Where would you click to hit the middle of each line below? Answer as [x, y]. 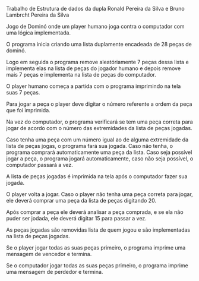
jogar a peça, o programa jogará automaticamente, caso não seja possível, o [100, 159]
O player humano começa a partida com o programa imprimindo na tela [94, 86]
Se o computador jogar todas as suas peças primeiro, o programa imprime [97, 266]
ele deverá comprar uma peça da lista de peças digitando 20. [81, 201]
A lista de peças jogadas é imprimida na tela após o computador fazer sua [97, 176]
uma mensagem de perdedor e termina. [55, 272]
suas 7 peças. [23, 92]
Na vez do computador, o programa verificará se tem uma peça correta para [99, 122]
